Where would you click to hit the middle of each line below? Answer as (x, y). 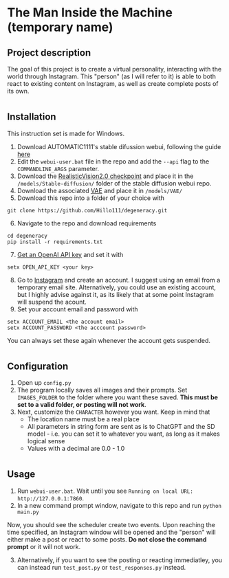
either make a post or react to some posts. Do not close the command (107, 539)
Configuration (38, 366)
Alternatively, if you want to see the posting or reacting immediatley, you (119, 560)
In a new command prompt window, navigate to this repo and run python (119, 505)
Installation (32, 117)
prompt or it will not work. (44, 546)
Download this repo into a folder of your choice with (91, 198)
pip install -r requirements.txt (55, 242)
